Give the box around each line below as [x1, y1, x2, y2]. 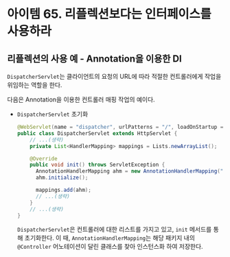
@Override [30, 155, 58, 162]
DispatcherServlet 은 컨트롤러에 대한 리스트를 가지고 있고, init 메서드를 [16, 225, 212, 234]
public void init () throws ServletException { [30, 162, 165, 169]
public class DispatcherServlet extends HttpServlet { [16, 130, 178, 137]
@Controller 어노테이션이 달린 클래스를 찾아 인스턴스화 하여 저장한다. [16, 243, 204, 251]
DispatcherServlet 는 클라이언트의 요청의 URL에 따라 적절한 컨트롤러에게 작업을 [7, 73, 222, 80]
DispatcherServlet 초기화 [16, 110, 89, 118]
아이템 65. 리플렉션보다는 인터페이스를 [7, 6, 211, 22]
